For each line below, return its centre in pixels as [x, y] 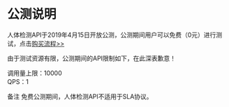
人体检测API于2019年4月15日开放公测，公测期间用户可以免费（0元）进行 [112, 35]
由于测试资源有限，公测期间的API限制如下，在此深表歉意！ [92, 58]
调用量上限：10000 [35, 73]
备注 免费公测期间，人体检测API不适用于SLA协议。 [80, 96]
